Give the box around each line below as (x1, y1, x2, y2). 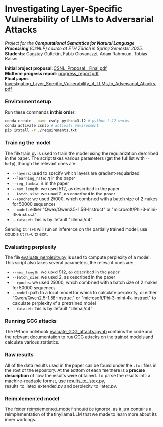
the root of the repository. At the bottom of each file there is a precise (5, 368, 145, 373)
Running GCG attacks (5, 318, 57, 325)
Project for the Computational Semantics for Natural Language (5, 40, 135, 46)
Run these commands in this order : (5, 109, 76, 115)
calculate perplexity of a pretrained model (12, 300, 96, 306)
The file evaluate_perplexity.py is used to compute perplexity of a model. (5, 254, 151, 260)
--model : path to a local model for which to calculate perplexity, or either (12, 290, 157, 296)
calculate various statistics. (5, 339, 60, 345)
